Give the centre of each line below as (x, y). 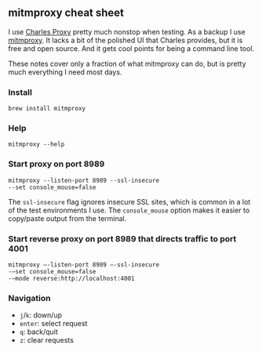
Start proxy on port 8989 (56, 164)
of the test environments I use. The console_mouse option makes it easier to (129, 210)
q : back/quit (39, 332)
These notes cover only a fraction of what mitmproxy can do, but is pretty (127, 64)
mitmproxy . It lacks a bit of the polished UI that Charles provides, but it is (126, 40)
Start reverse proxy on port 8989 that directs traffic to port (122, 238)
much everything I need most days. (65, 72)
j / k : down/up (41, 315)
